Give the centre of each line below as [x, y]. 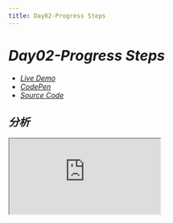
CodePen [35, 86]
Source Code [42, 95]
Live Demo [38, 78]
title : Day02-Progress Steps [57, 16]
